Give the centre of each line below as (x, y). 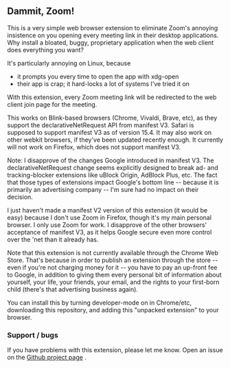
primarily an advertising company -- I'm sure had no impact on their (103, 189)
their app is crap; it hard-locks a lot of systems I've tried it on (103, 84)
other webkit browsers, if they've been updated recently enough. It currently (115, 140)
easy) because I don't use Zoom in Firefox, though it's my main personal (109, 217)
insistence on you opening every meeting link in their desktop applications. (113, 35)
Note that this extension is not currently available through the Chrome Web (113, 252)
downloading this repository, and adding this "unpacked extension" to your (113, 310)
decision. (20, 197)
